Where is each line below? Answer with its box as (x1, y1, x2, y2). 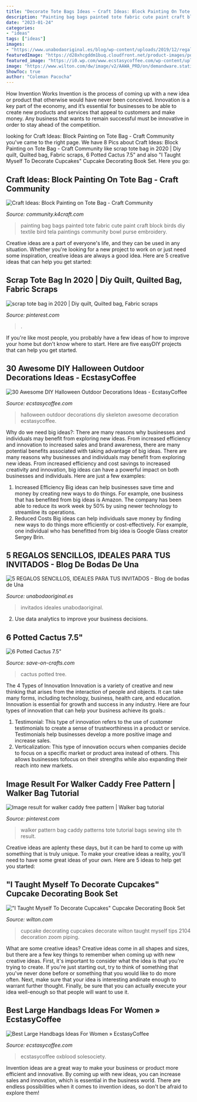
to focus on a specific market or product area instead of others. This (14, 750, 180, 757)
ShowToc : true (6, 69, 41, 74)
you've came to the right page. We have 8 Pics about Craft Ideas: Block (6, 139, 179, 146)
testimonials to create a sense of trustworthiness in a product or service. (14, 725, 191, 732)
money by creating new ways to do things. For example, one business (14, 490, 184, 497)
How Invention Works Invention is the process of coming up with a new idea (6, 90, 189, 97)
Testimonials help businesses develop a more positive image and (14, 731, 172, 738)
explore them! (6, 1089, 40, 1096)
